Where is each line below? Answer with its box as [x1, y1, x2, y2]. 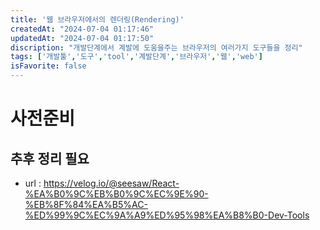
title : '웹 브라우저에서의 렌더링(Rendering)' [10, 14, 185, 25]
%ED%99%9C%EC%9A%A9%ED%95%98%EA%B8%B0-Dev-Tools [24, 209, 310, 221]
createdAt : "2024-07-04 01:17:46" [10, 24, 155, 34]
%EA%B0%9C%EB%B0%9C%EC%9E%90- [24, 188, 209, 200]
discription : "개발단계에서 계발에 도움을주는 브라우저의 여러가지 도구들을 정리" [10, 42, 303, 53]
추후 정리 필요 [10, 150, 90, 167]
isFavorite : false [10, 61, 87, 71]
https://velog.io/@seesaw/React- [43, 177, 180, 189]
